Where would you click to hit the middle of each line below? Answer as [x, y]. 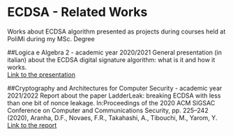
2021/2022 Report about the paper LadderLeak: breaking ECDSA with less [114, 96]
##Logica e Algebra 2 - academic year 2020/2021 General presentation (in [114, 52]
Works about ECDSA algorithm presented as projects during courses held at [116, 31]
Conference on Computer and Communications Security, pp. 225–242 [108, 110]
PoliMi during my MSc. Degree [51, 38]
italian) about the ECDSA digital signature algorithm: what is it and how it [111, 59]
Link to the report [32, 125]
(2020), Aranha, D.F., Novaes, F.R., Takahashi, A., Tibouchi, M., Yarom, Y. [112, 118]
